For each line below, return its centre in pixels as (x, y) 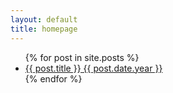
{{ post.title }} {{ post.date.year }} (93, 68)
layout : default (44, 19)
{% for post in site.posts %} (82, 57)
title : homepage (44, 29)
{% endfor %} (53, 78)
